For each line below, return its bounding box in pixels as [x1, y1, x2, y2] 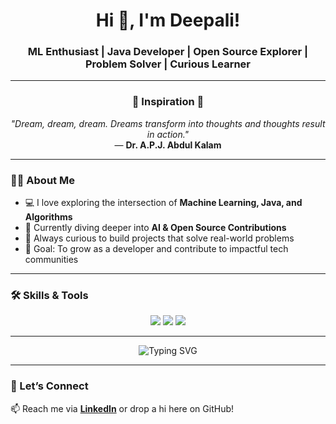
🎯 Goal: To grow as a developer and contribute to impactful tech [24, 243, 289, 255]
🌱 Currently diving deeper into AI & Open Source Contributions [24, 222, 287, 234]
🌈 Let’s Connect [10, 379, 89, 393]
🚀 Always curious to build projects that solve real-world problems [24, 232, 295, 244]
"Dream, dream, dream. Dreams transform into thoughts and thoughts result [10, 117, 326, 129]
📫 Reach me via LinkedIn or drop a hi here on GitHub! [10, 402, 235, 414]
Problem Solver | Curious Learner [84, 57, 252, 71]
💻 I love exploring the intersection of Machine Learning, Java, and [24, 197, 303, 209]
